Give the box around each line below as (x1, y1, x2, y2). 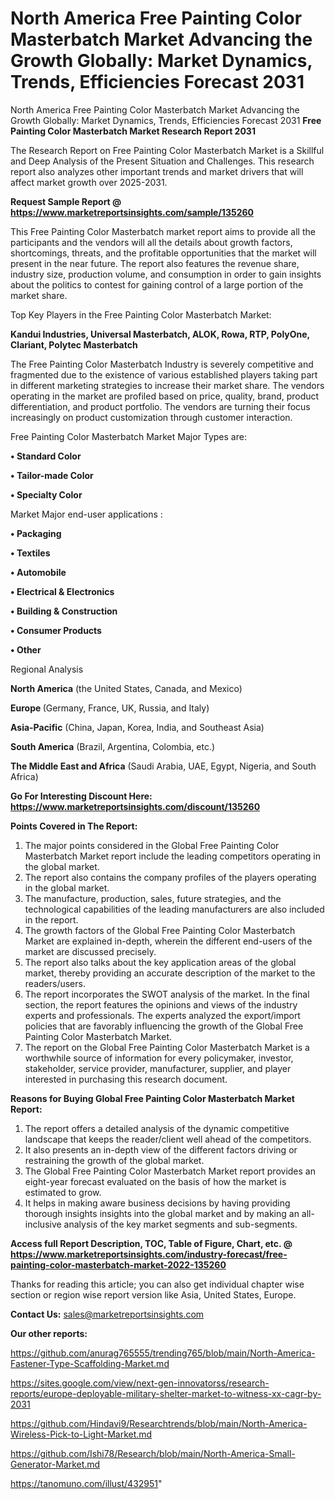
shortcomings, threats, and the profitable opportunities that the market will (10, 247, 317, 259)
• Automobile (10, 566, 67, 578)
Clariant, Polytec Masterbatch (10, 338, 138, 351)
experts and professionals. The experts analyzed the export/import (24, 1009, 301, 1021)
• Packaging (10, 527, 62, 539)
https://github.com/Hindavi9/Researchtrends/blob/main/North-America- (10, 1417, 308, 1429)
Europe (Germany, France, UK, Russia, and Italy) (10, 702, 210, 714)
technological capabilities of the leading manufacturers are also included (24, 903, 325, 915)
